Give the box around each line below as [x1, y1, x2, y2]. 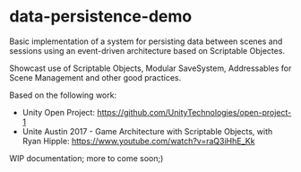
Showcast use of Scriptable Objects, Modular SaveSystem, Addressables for [9, 63, 292, 73]
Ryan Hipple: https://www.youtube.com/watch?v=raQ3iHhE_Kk [21, 135, 255, 146]
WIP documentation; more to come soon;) [9, 152, 164, 163]
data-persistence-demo [9, 6, 193, 27]
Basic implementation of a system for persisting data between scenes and [9, 36, 283, 47]
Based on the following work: [9, 90, 117, 100]
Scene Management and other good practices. [9, 72, 182, 82]
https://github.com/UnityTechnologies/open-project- [97, 107, 292, 117]
